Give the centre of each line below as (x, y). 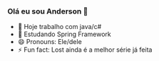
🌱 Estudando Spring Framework (65, 34)
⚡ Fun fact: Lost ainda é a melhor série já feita (85, 50)
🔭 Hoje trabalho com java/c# (60, 27)
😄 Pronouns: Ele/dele (50, 42)
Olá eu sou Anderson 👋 (48, 11)
